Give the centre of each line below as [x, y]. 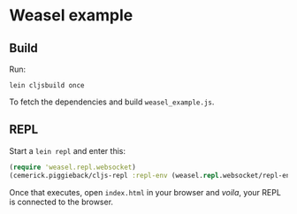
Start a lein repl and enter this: [68, 150]
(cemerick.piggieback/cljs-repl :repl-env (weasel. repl [114, 175]
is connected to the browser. [61, 202]
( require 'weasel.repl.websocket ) [73, 167]
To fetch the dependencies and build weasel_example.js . [112, 102]
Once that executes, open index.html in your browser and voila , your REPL [145, 192]
